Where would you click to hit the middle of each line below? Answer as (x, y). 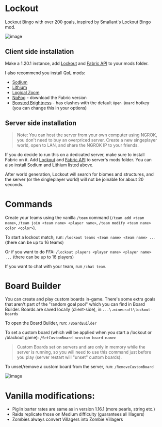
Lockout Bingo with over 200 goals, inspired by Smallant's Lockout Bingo (78, 22)
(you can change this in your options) (49, 108)
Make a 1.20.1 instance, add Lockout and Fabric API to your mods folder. (77, 63)
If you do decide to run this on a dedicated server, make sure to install (75, 154)
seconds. (14, 184)
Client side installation (40, 52)
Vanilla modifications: (50, 396)
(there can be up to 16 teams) (34, 242)
